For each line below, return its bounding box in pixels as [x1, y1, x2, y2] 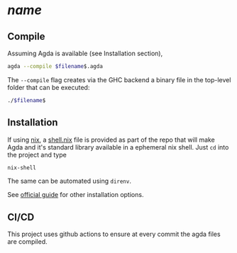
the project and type [7, 150, 67, 159]
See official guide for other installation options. [7, 191, 144, 199]
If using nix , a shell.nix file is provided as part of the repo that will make [7, 135, 215, 144]
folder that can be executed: [7, 83, 90, 91]
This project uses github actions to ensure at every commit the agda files [7, 230, 221, 239]
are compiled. [7, 237, 48, 246]
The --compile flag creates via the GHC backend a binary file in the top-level [7, 75, 231, 84]
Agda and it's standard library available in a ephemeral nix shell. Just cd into [7, 142, 229, 151]
